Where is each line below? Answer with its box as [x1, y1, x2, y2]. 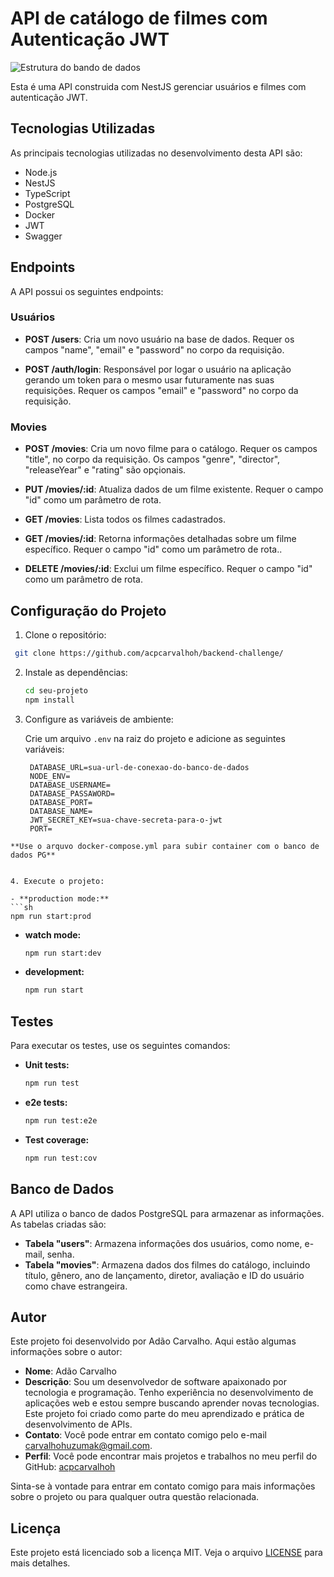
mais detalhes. [10, 1557, 71, 1569]
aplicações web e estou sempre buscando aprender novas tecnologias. [24, 1397, 320, 1409]
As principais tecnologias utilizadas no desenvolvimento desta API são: [10, 147, 303, 159]
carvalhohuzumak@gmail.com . [24, 1440, 153, 1452]
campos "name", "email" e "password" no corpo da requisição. [24, 343, 285, 356]
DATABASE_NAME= [29, 806, 93, 816]
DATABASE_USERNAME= [29, 780, 111, 790]
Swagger [24, 230, 63, 242]
